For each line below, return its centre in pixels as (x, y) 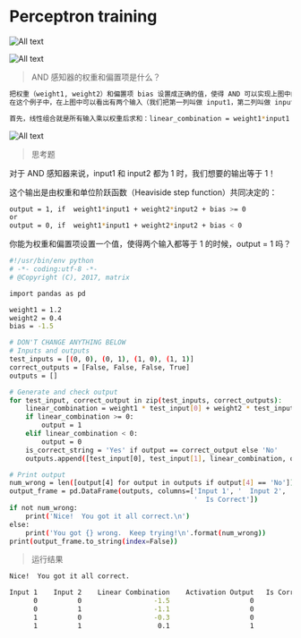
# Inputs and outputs (50, 351)
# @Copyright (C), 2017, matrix (69, 277)
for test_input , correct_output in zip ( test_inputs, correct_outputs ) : (146, 400)
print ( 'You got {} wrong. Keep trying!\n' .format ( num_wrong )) (146, 533)
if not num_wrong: (43, 508)
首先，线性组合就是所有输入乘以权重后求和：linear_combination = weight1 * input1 (150, 118)
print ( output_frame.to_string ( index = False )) (94, 541)
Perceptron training (83, 17)
